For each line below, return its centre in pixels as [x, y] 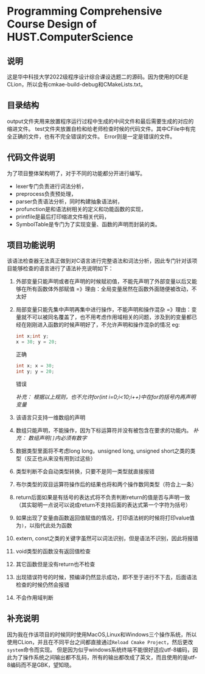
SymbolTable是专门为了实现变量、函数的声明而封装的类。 [88, 224]
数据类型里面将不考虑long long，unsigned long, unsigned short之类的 [103, 451]
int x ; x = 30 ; [35, 366]
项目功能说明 [31, 245]
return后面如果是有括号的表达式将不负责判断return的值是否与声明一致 [103, 497]
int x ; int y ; [32, 336]
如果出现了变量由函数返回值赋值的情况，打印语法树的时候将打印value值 [105, 518]
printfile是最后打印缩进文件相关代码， [63, 217]
